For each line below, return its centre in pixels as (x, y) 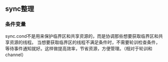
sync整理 (20, 9)
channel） (16, 55)
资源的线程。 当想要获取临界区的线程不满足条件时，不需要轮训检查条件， (85, 42)
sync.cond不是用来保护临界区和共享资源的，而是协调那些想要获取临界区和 (82, 36)
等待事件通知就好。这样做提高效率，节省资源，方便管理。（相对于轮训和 (79, 48)
